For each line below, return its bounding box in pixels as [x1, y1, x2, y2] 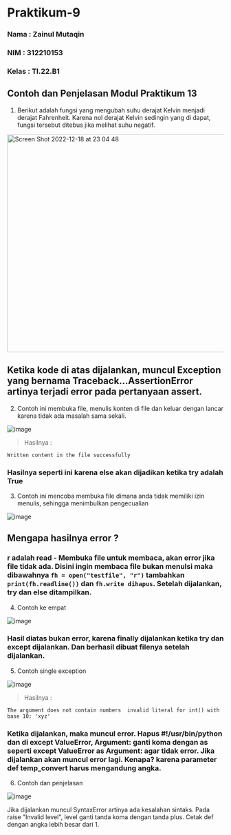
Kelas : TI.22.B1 [7, 66, 60, 76]
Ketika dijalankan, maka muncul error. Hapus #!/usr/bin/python [7, 729, 223, 738]
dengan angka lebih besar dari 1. [7, 821, 100, 829]
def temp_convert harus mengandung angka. [7, 763, 162, 773]
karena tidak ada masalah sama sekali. [16, 412, 126, 420]
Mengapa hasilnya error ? [7, 532, 119, 544]
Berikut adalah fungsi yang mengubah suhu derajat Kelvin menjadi [16, 105, 205, 114]
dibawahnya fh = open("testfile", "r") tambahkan [7, 570, 185, 580]
